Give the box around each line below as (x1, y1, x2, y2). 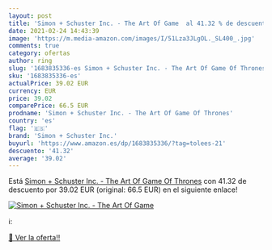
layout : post (8, 11, 53, 20)
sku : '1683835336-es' (8, 72, 82, 80)
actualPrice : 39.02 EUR (8, 79, 89, 87)
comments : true (8, 42, 60, 50)
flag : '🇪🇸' (8, 124, 49, 132)
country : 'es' (8, 117, 57, 125)
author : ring (8, 57, 53, 65)
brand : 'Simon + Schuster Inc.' (8, 131, 117, 140)
